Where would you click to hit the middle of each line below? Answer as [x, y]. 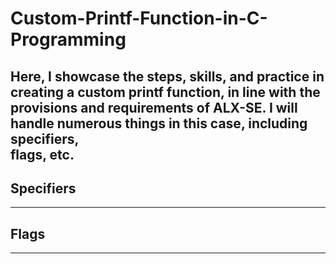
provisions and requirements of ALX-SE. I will [154, 107]
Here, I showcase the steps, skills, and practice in [167, 76]
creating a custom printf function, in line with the [165, 92]
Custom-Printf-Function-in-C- [139, 18]
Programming [68, 39]
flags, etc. [42, 154]
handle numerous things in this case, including [159, 123]
